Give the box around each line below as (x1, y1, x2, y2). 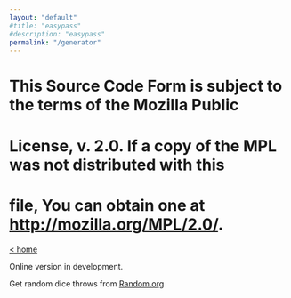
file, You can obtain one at (9, 195, 206, 215)
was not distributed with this (9, 155, 225, 174)
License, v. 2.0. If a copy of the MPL (9, 135, 278, 156)
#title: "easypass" (9, 21, 82, 30)
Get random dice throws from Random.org (9, 278, 165, 289)
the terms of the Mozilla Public (9, 95, 239, 116)
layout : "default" (9, 12, 77, 22)
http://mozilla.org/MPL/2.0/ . (9, 214, 224, 234)
